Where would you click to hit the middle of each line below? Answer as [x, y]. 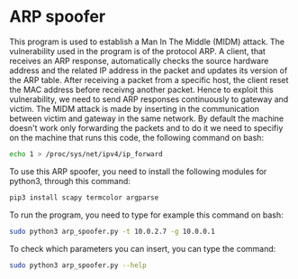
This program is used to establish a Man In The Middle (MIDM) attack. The [147, 42]
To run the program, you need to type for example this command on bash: [146, 215]
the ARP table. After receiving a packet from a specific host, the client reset [149, 79]
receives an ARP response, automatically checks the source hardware [139, 60]
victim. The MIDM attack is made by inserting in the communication [134, 108]
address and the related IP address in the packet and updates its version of [149, 70]
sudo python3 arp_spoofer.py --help [78, 265]
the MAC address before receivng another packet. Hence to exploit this [141, 89]
